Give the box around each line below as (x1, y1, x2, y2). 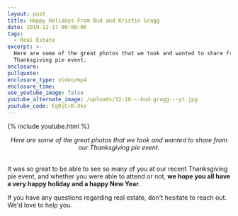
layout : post (7, 10, 46, 18)
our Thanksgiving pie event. (78, 143, 160, 152)
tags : (7, 30, 23, 38)
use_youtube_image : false (7, 89, 84, 96)
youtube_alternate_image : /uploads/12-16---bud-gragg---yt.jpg (7, 96, 198, 103)
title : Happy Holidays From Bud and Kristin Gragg (7, 17, 160, 24)
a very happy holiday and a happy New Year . (7, 179, 141, 188)
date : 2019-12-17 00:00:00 (7, 23, 87, 30)
